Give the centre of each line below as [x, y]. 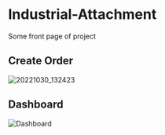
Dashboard [36, 105]
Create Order [40, 61]
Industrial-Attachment [82, 15]
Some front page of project [52, 36]
